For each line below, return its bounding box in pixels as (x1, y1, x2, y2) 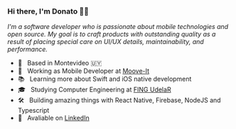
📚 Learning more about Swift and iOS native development (17, 74, 192, 84)
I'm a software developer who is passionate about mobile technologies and (7, 23, 229, 31)
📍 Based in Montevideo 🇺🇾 (17, 59, 102, 67)
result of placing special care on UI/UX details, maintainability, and (7, 38, 204, 46)
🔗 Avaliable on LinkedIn (17, 113, 90, 123)
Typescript (17, 106, 50, 115)
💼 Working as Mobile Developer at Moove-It (17, 67, 150, 75)
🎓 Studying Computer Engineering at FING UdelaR (17, 85, 172, 94)
